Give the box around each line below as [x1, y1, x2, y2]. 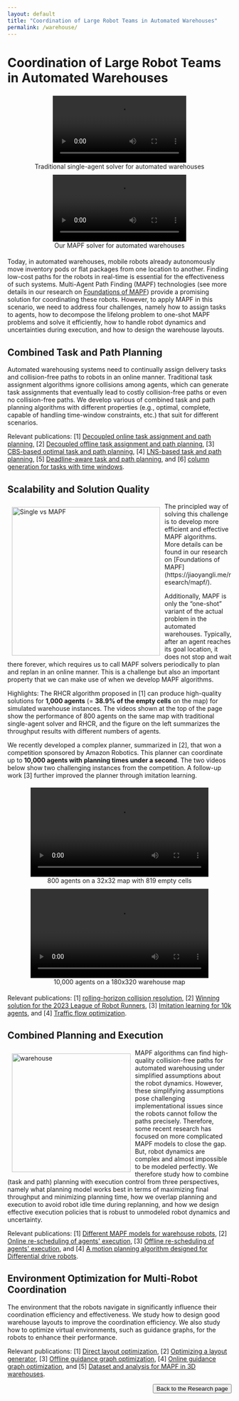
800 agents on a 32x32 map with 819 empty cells [47, 876, 192, 885]
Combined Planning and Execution [7, 1029, 164, 1042]
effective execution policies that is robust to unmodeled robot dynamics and [7, 1208, 230, 1216]
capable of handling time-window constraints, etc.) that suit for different [7, 411, 219, 420]
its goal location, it [164, 644, 218, 653]
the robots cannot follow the [134, 1109, 218, 1118]
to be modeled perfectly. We [134, 1162, 218, 1170]
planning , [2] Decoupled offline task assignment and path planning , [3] [7, 440, 215, 448]
